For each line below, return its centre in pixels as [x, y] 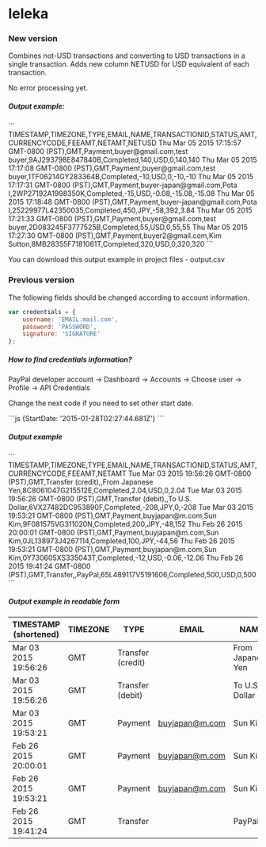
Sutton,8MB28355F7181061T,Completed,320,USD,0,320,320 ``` [111, 244]
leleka [28, 14]
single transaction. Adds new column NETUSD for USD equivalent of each [129, 64]
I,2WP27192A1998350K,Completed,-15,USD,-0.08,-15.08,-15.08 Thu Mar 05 [131, 194]
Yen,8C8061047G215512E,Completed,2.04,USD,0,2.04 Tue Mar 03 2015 [125, 491]
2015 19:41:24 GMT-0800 [49, 566]
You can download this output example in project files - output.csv [117, 259]
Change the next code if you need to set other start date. [101, 403]
